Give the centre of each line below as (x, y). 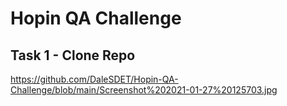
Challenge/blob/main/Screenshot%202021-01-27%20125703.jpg (144, 90)
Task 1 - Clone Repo (73, 55)
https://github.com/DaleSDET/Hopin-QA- (94, 79)
